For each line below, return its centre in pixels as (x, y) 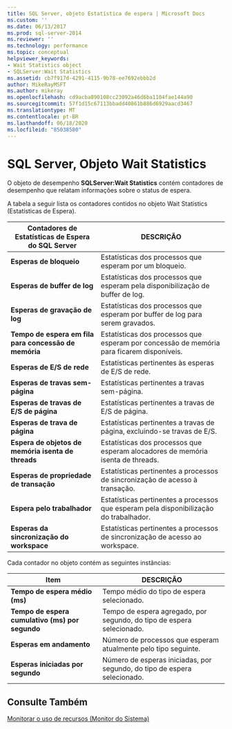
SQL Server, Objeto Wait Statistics (107, 164)
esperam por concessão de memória (160, 343)
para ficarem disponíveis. (142, 352)
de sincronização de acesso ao (151, 537)
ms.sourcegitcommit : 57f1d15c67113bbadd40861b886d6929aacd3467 (100, 104)
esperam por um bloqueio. (143, 266)
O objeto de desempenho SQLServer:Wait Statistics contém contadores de (115, 183)
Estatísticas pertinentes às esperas (157, 363)
